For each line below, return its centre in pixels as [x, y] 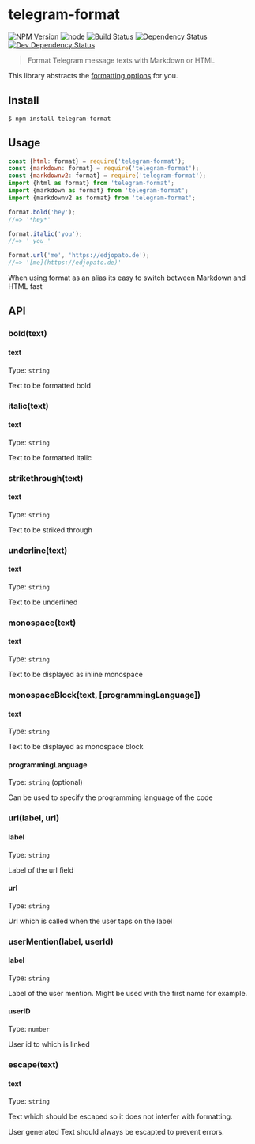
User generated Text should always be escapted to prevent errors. [116, 1132]
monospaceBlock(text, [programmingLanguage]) [105, 695]
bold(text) [28, 334]
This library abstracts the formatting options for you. [93, 75]
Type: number [29, 1029]
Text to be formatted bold [50, 385]
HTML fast [25, 286]
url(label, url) [34, 818]
